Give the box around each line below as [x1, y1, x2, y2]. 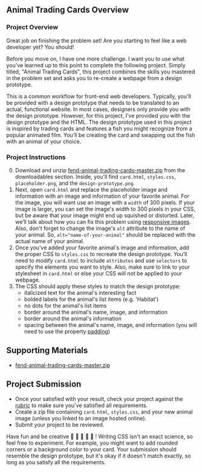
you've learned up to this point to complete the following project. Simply [6, 61, 186, 69]
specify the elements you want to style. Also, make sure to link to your [15, 263, 191, 271]
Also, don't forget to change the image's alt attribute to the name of [15, 224, 186, 232]
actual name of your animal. [15, 237, 85, 244]
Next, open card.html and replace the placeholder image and [15, 186, 168, 193]
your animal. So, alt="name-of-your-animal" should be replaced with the [15, 231, 195, 238]
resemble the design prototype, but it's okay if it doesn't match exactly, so [6, 452, 192, 459]
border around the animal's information [24, 315, 122, 322]
